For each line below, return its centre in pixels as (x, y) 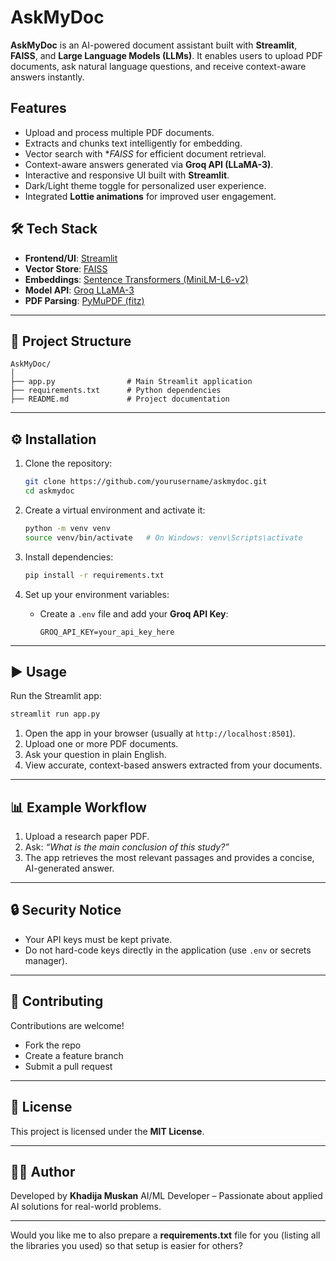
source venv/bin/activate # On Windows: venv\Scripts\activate (163, 537)
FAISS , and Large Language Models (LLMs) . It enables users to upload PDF (167, 55)
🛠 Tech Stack (54, 229)
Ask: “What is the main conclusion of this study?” (127, 847)
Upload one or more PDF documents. (101, 744)
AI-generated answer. (69, 868)
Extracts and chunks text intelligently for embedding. (133, 143)
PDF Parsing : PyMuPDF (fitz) (84, 300)
